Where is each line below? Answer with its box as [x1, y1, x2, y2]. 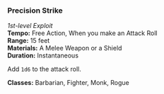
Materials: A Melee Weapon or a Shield [7, 44, 122, 53]
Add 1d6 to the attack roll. [7, 65, 81, 74]
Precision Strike [7, 6, 64, 15]
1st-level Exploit [7, 22, 53, 30]
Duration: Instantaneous [7, 51, 79, 60]
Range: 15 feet [7, 36, 50, 45]
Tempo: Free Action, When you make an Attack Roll [7, 29, 158, 37]
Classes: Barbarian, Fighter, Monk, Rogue [7, 79, 129, 87]
